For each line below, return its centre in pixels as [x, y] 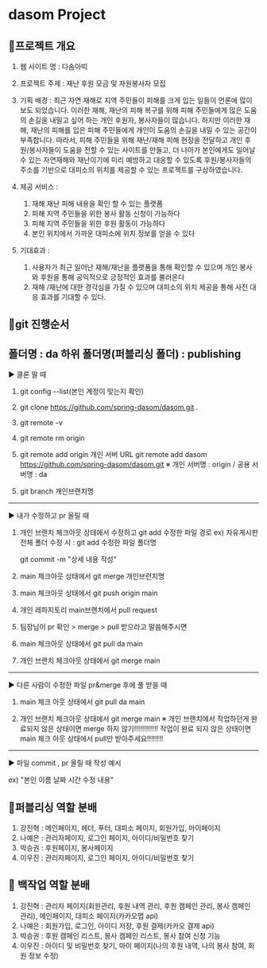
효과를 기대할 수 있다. [73, 297]
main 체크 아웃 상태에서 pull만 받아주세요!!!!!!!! [91, 739]
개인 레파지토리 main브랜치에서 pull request [88, 610]
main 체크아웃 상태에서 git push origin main [89, 593]
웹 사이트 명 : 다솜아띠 [54, 66]
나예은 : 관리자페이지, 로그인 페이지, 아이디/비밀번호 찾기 [107, 838]
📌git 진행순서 [39, 325]
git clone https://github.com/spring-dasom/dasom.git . [109, 408]
